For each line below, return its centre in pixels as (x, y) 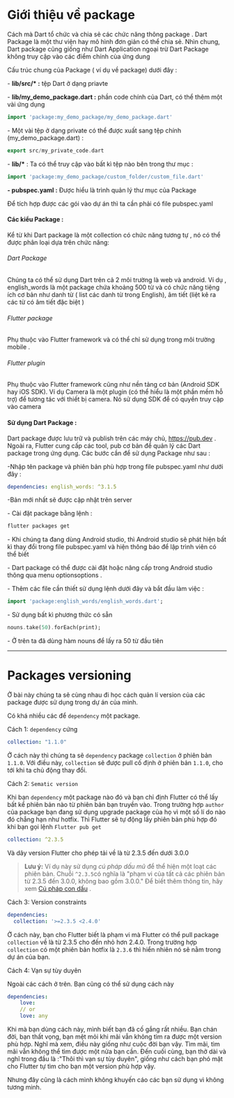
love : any (34, 1016)
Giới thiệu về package (71, 15)
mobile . (19, 347)
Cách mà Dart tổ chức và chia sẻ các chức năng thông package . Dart (107, 34)
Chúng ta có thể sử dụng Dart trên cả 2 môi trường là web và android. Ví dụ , (117, 279)
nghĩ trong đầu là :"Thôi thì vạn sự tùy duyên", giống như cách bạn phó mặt (115, 1059)
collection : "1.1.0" (37, 742)
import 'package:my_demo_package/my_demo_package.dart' (90, 117)
